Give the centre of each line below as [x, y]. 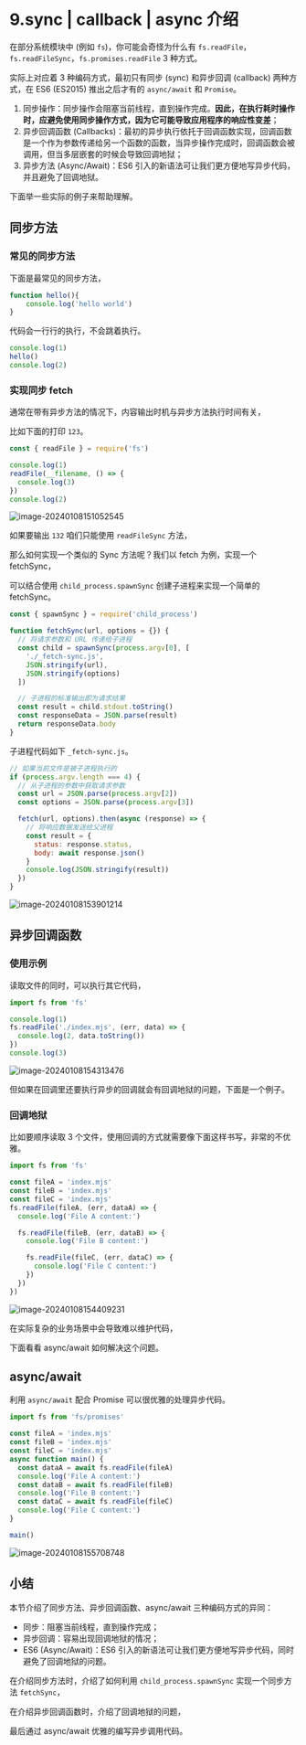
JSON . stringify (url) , [67, 665]
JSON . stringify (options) [73, 674]
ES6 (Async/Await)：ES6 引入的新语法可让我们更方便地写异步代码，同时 [158, 1649]
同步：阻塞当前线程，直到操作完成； [91, 1627]
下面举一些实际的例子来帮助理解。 [74, 196]
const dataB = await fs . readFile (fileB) [95, 1484]
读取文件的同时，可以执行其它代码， [78, 985]
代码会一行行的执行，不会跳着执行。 [78, 331]
